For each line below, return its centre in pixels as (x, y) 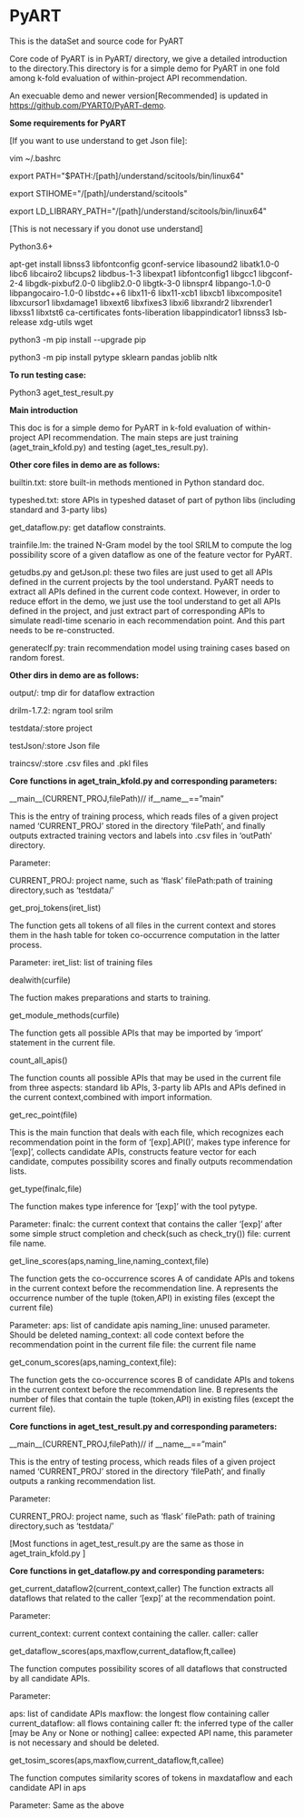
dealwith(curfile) (40, 980)
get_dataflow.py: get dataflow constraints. (88, 527)
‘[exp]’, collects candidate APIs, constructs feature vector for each (133, 1151)
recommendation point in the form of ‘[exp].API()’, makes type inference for (150, 1142)
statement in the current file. (63, 1042)
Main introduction (44, 409)
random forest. (37, 657)
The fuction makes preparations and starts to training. (110, 997)
